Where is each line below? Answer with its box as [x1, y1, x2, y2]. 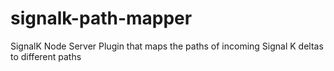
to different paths [10, 50, 82, 62]
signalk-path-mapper [10, 7, 193, 30]
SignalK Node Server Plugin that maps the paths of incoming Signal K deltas [10, 40, 324, 52]
